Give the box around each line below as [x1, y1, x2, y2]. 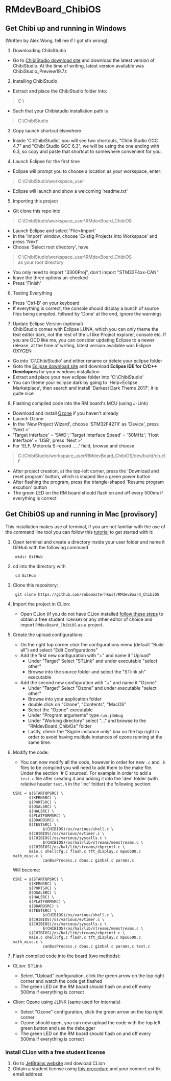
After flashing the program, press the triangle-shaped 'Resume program [12, 479, 164, 485]
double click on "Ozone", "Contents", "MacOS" [28, 701, 127, 707]
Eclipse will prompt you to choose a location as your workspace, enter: [12, 168, 162, 174]
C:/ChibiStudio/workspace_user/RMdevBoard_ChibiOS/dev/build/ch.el [17, 453, 165, 459]
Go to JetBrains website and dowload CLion [12, 1060, 105, 1067]
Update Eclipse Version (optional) [12, 321, 83, 327]
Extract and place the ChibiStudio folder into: [12, 88, 107, 94]
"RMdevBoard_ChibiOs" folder [28, 723, 92, 729]
